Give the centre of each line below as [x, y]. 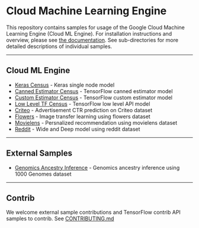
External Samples [39, 153]
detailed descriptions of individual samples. [59, 46]
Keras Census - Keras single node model [65, 85]
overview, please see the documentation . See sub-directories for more [92, 40]
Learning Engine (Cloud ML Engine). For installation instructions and [89, 33]
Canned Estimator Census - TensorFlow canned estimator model [94, 91]
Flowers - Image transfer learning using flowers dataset [83, 116]
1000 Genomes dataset [43, 174]
